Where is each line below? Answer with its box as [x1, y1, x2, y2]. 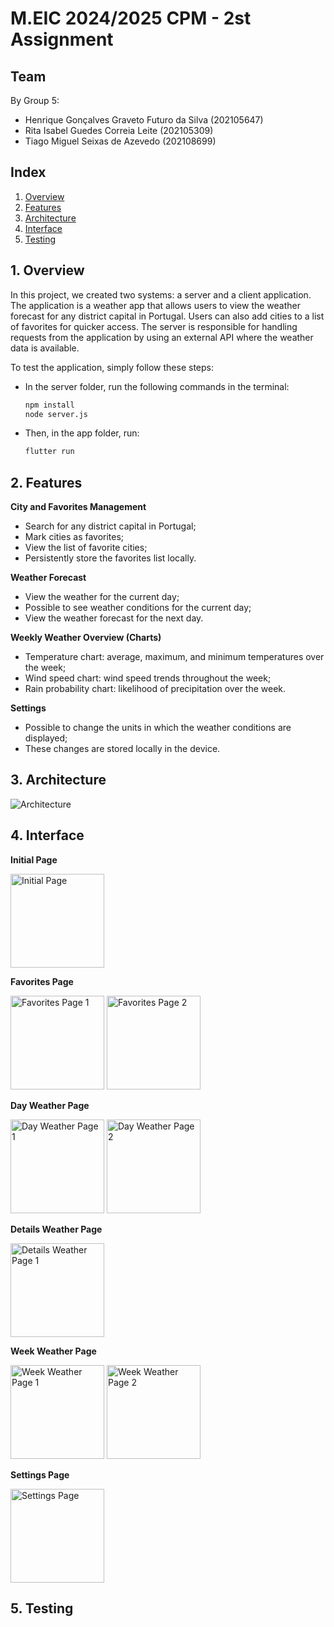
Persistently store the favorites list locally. [24, 552, 197, 564]
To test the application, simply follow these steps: [10, 361, 215, 373]
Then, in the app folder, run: [24, 427, 140, 439]
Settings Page [10, 1468, 70, 1481]
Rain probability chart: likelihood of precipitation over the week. [24, 683, 287, 695]
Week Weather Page [10, 1345, 97, 1357]
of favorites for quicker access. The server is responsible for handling [10, 320, 298, 332]
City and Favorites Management [10, 501, 147, 513]
